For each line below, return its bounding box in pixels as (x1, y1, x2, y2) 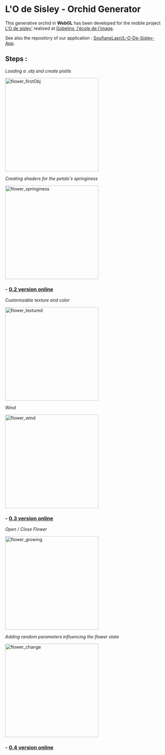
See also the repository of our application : (5, 35, 93, 41)
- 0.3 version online (5, 515, 54, 522)
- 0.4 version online (5, 744, 54, 751)
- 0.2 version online (5, 286, 54, 293)
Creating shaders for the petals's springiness (5, 176, 98, 182)
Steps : (5, 55, 27, 63)
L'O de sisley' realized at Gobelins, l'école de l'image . (5, 25, 114, 31)
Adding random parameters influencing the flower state (5, 634, 119, 640)
